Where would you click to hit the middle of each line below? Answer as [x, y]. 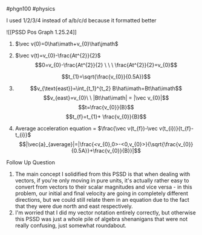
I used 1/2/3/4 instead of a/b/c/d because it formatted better [81, 20]
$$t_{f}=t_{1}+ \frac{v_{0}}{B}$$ [106, 117]
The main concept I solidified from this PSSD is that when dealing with [103, 174]
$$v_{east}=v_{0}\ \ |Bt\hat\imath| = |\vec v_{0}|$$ [106, 98]
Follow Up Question [31, 162]
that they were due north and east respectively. [74, 206]
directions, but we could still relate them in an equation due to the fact [102, 200]
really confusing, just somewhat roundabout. [71, 225]
